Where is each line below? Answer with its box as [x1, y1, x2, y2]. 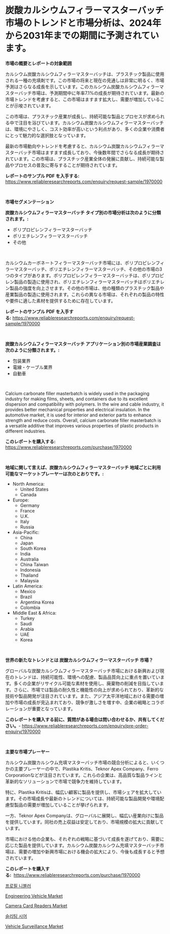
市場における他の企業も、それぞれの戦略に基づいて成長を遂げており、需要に [5, 836, 164, 842]
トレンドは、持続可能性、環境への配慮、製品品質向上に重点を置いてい [14, 674, 160, 680]
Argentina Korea [20, 599, 54, 605]
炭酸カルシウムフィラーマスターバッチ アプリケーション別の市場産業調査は [5, 341, 161, 347]
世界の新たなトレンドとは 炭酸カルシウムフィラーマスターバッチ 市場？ [5, 657, 153, 663]
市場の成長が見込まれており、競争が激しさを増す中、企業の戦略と [14, 699, 151, 705]
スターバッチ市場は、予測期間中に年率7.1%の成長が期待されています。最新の [5, 90, 164, 96]
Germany [20, 502, 39, 508]
